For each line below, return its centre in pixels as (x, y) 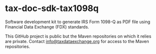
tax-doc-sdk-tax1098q (52, 8)
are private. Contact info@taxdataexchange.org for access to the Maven (77, 41)
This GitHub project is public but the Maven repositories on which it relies (78, 36)
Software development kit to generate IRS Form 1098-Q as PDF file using (78, 22)
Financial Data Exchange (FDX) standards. (47, 27)
